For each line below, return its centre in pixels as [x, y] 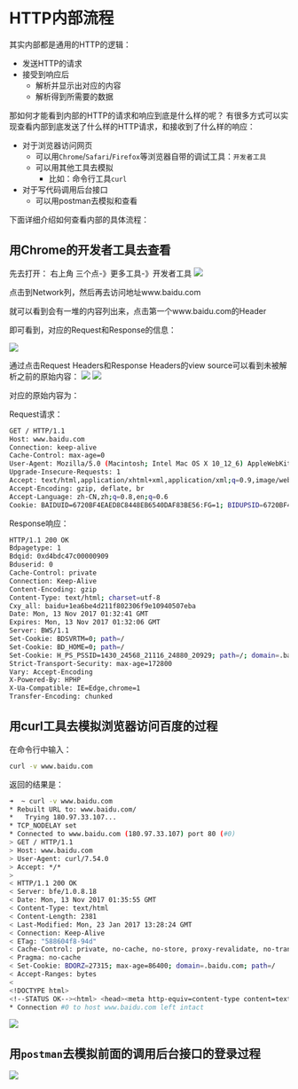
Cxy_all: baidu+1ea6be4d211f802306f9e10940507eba [103, 606]
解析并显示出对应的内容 [78, 85]
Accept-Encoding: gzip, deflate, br [77, 489]
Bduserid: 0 [31, 565]
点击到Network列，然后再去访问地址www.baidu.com [105, 292]
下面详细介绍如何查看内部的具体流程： [79, 219]
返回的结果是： [36, 784]
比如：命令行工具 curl [88, 178]
